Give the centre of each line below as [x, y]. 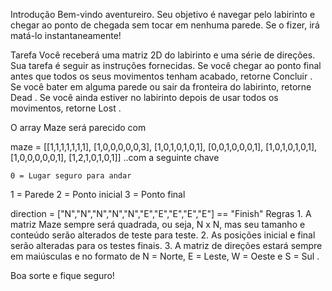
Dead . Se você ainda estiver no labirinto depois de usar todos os [144, 97]
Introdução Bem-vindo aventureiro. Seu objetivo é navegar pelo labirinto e [163, 14]
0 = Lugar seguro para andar [71, 176]
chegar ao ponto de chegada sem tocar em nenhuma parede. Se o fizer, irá [165, 25]
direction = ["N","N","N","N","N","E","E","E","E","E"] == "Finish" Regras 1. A [161, 213]
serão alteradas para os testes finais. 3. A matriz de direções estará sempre [166, 245]
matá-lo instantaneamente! [66, 35]
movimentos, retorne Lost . [66, 108]
